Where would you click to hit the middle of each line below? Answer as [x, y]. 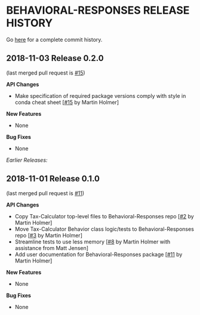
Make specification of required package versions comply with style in [100, 95]
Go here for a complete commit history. [54, 39]
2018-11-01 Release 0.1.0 [53, 179]
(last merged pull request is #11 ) [45, 193]
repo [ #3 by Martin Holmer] [48, 235]
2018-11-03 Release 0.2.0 [55, 58]
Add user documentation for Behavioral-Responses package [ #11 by [99, 254]
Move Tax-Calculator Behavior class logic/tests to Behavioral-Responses [104, 229]
